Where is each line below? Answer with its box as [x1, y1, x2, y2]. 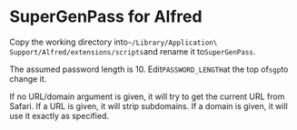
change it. [9, 73, 47, 84]
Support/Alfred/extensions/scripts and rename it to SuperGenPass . [9, 45, 256, 56]
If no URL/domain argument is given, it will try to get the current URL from [9, 91, 285, 102]
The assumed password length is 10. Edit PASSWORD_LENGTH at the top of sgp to [9, 64, 289, 75]
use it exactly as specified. [9, 110, 109, 121]
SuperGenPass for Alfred [9, 6, 203, 27]
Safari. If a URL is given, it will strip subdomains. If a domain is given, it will [9, 100, 288, 111]
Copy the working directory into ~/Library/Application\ [9, 36, 218, 47]
